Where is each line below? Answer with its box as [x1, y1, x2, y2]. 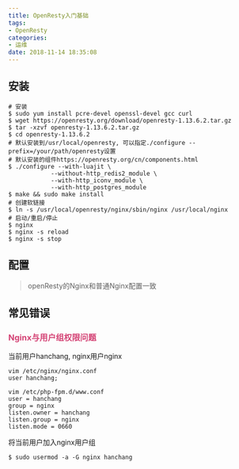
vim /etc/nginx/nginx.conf [8, 368, 97, 376]
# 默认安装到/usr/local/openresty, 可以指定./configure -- [8, 139, 196, 147]
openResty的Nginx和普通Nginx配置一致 [27, 280, 157, 290]
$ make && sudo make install [8, 190, 104, 198]
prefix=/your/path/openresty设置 [8, 147, 116, 155]
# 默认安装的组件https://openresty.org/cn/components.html [8, 155, 199, 163]
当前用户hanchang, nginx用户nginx [8, 352, 123, 361]
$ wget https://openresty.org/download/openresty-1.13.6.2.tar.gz [8, 116, 232, 124]
